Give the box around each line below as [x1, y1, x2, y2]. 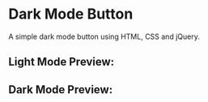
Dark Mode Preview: [8, 83, 113, 96]
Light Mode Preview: [8, 55, 115, 69]
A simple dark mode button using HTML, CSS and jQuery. [8, 32, 200, 41]
